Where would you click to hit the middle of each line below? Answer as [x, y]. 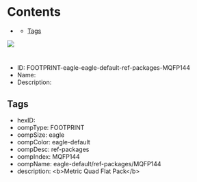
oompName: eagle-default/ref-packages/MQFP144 [89, 164]
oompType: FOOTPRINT [51, 127]
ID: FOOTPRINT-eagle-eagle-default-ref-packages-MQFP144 [103, 68]
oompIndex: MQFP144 [48, 156]
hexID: [26, 120]
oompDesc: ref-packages [53, 149]
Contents [34, 12]
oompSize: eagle [41, 135]
